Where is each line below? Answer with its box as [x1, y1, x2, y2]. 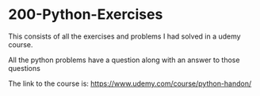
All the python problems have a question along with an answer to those [8, 55, 240, 65]
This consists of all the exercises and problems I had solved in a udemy [8, 31, 241, 41]
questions [8, 63, 41, 72]
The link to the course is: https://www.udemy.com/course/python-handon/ [8, 79, 252, 88]
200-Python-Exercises [8, 6, 163, 24]
